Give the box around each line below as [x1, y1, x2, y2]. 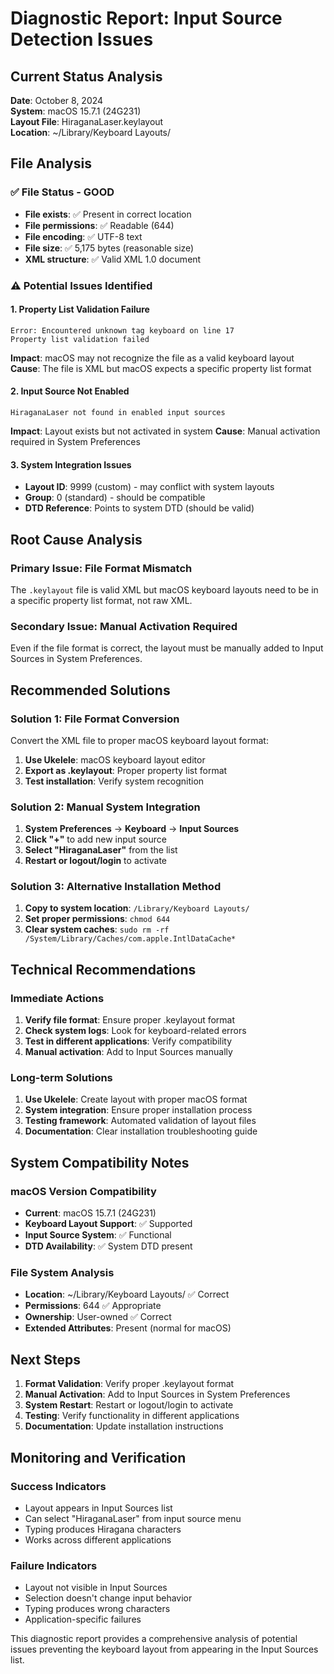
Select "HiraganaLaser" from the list [24, 844, 178, 856]
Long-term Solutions [10, 1071, 113, 1085]
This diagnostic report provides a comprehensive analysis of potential [10, 1633, 298, 1645]
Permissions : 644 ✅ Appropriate [24, 1300, 162, 1312]
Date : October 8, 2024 [10, 95, 104, 106]
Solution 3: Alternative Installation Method [10, 880, 222, 894]
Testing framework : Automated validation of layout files [24, 1115, 257, 1127]
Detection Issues [10, 28, 154, 51]
